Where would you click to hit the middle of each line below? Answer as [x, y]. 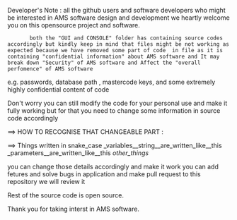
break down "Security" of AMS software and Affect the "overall [104, 63]
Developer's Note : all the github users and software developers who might [116, 10]
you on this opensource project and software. [74, 25]
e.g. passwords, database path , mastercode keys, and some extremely [111, 82]
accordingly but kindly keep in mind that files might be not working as [118, 44]
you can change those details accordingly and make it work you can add [113, 166]
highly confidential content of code [58, 90]
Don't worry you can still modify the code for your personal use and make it [117, 103]
